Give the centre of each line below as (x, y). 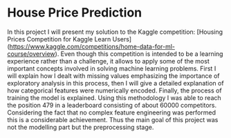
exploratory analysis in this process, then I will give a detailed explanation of (115, 83)
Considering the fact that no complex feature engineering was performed (112, 112)
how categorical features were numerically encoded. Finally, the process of (115, 90)
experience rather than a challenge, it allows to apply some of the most (108, 61)
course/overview (31, 54)
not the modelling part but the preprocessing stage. (81, 127)
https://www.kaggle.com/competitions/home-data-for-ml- (92, 46)
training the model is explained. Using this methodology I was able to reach (114, 97)
